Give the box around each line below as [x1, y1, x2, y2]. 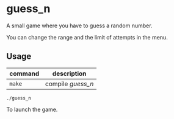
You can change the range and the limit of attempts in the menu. [6, 33, 168, 41]
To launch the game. [6, 106, 58, 113]
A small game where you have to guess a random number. [6, 22, 153, 29]
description [52, 69, 87, 78]
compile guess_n [45, 80, 94, 88]
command [9, 69, 40, 78]
